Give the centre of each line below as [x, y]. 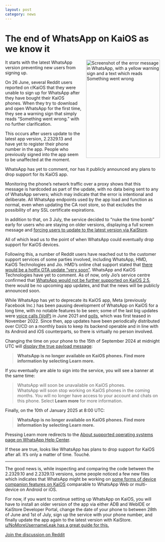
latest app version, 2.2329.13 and [39, 139]
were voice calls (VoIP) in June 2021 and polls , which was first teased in [78, 316]
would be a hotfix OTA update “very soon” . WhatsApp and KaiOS [70, 270]
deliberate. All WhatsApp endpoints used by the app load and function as [79, 200]
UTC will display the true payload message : [49, 346]
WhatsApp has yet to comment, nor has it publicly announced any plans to [80, 169]
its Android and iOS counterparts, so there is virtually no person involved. [79, 331]
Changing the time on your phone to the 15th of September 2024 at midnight [82, 341]
